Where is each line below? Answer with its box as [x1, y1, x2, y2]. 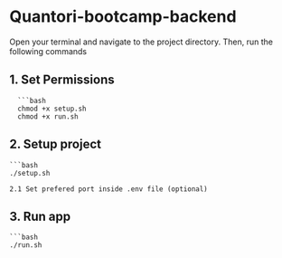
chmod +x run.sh [17, 111, 79, 121]
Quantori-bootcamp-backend [9, 6, 237, 27]
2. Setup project [9, 137, 102, 152]
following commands [9, 45, 88, 56]
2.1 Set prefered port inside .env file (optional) [9, 184, 208, 194]
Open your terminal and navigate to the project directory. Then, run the [9, 36, 274, 47]
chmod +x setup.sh [17, 104, 88, 113]
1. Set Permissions [9, 72, 115, 88]
